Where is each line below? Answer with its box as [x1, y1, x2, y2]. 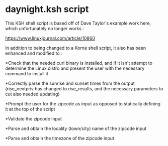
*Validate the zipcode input [5, 115, 62, 121]
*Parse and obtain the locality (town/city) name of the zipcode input [5, 125, 147, 131]
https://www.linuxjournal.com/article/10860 [5, 35, 96, 41]
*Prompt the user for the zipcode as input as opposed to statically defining [5, 100, 161, 106]
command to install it [5, 70, 49, 76]
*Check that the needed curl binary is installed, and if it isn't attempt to [5, 60, 152, 66]
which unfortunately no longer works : [5, 25, 85, 31]
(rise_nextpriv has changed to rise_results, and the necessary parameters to [5, 85, 163, 91]
